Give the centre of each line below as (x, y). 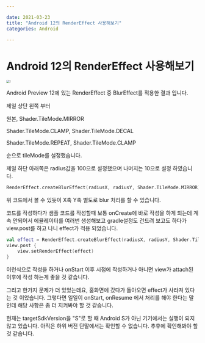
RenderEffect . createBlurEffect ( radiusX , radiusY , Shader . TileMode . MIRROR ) (103, 188)
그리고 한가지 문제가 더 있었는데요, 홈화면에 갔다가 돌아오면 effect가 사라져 (95, 290)
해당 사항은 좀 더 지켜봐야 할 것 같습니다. (66, 305)
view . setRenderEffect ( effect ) (56, 251)
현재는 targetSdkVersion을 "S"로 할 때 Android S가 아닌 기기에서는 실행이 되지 (101, 318)
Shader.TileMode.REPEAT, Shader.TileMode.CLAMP (71, 143)
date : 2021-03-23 (28, 17)
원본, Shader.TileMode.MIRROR (45, 119)
